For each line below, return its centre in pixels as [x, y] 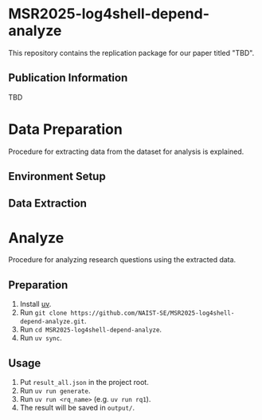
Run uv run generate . [55, 391]
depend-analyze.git [52, 322]
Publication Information [68, 78]
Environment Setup [57, 177]
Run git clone [43, 312]
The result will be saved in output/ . [77, 408]
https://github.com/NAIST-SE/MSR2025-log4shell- [153, 313]
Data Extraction [48, 204]
